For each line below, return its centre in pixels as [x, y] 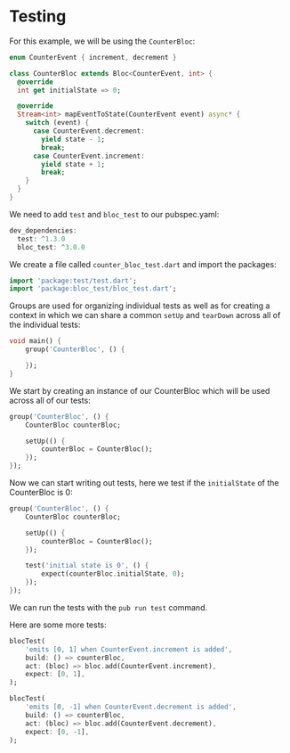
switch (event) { [57, 123]
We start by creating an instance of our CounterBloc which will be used [140, 390]
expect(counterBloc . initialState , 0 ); [113, 574]
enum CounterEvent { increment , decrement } [93, 57]
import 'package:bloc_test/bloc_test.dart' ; [93, 289]
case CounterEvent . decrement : [89, 131]
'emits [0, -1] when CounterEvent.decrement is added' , [131, 707]
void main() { [36, 341]
